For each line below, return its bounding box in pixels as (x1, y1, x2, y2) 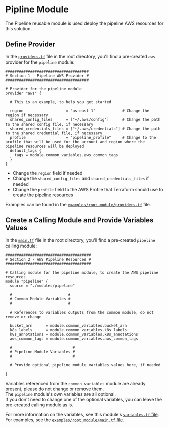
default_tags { (10, 148, 42, 153)
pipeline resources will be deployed (5, 144, 84, 149)
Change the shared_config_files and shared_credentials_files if (12, 175, 149, 181)
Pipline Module (5, 4, 69, 15)
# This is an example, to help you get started (10, 99, 112, 104)
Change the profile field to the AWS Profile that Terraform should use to (12, 186, 163, 192)
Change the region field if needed (12, 170, 83, 176)
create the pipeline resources (12, 192, 74, 198)
